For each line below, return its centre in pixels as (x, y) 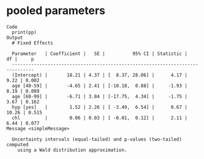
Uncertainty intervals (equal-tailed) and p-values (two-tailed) (97, 139)
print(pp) (24, 32)
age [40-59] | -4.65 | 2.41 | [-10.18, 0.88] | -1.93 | (100, 86)
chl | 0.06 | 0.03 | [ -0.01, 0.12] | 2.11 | (100, 118)
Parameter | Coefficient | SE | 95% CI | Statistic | (100, 54)
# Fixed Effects (32, 43)
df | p (20, 59)
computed (17, 144)
